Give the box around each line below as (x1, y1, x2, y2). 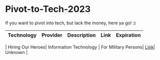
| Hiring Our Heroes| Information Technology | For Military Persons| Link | (5, 44, 155, 50)
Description (67, 31, 96, 38)
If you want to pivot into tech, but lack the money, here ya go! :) (5, 20, 136, 26)
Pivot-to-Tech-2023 (5, 3, 91, 15)
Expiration (116, 31, 141, 38)
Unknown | (5, 49, 28, 55)
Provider (42, 31, 63, 38)
